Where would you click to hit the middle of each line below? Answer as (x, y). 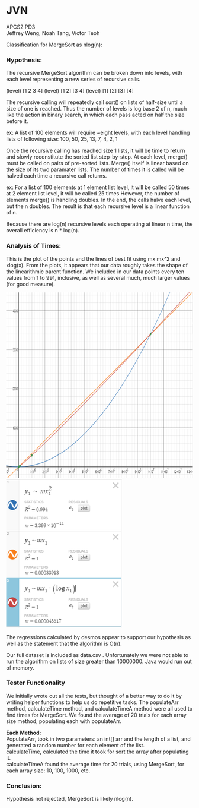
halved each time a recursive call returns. (57, 176)
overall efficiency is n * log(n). (43, 231)
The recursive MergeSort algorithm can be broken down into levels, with (94, 73)
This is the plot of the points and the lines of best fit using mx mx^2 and (93, 258)
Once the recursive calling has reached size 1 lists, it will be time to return (96, 151)
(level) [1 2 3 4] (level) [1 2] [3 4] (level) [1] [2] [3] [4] (70, 91)
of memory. (20, 667)
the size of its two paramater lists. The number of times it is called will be (95, 169)
